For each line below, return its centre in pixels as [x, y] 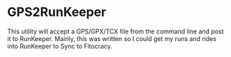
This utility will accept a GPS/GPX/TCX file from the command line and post [115, 31]
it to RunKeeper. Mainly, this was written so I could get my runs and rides [112, 38]
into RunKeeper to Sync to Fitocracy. [60, 46]
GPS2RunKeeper [57, 12]
